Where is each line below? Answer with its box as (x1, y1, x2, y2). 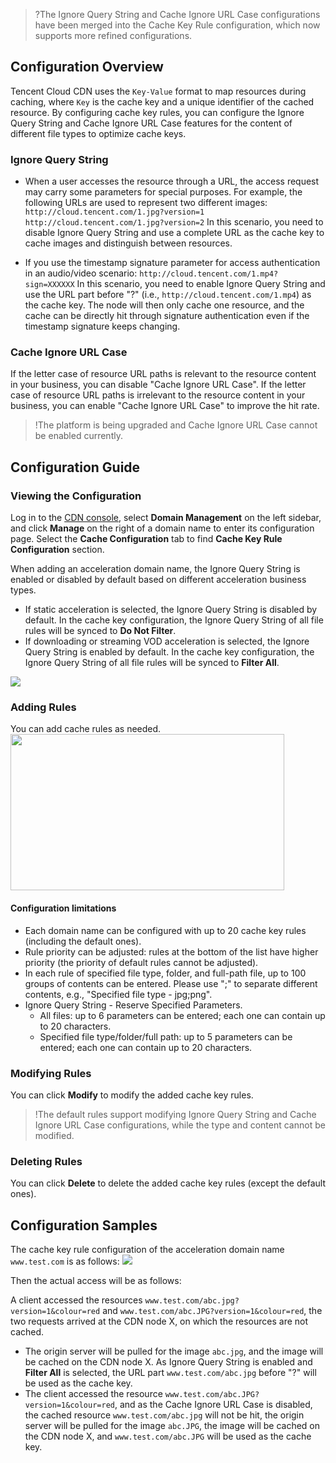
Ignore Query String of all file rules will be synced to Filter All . (24, 657, 280, 669)
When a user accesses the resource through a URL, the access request (24, 175, 320, 188)
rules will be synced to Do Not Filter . (24, 625, 177, 637)
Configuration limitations (10, 902, 117, 914)
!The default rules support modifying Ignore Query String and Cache (34, 1108, 317, 1120)
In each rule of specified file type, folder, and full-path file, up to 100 (24, 967, 307, 979)
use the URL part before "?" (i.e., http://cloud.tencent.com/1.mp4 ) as (24, 289, 312, 301)
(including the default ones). (24, 935, 142, 947)
